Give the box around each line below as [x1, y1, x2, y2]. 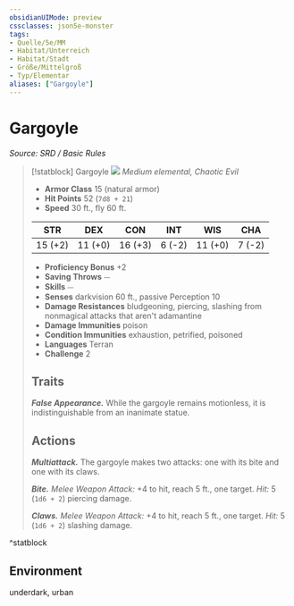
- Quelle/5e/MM [9, 38, 66, 47]
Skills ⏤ [44, 281, 74, 291]
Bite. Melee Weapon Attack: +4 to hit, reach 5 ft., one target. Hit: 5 [30, 484, 277, 494]
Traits [30, 374, 65, 389]
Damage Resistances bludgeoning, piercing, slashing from [44, 300, 262, 311]
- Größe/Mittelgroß [9, 63, 82, 72]
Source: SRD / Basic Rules [9, 147, 106, 158]
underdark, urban [9, 587, 74, 597]
